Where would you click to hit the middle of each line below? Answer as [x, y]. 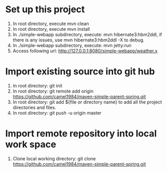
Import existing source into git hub [80, 71]
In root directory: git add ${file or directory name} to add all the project [87, 102]
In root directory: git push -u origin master [57, 113]
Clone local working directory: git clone [54, 158]
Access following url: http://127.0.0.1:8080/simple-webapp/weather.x [85, 51]
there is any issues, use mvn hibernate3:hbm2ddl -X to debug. [79, 40]
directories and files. [34, 107]
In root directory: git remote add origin [53, 91]
